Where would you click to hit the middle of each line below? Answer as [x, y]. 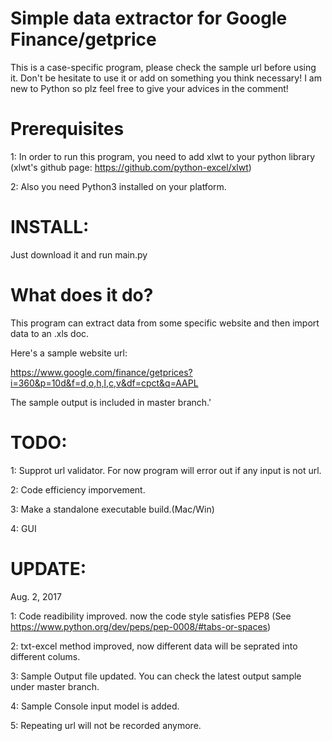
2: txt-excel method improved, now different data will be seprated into [154, 646]
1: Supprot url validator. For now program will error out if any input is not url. [166, 470]
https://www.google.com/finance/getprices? [101, 372]
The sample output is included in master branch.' [111, 402]
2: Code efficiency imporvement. [78, 489]
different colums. [45, 656]
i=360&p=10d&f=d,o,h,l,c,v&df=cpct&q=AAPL [104, 383]
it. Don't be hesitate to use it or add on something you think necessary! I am [166, 78]
